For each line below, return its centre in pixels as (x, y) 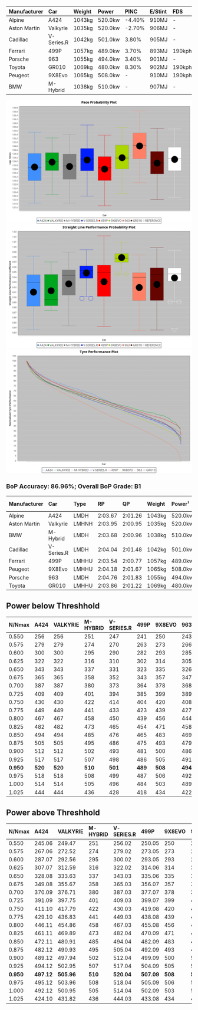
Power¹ (180, 504)
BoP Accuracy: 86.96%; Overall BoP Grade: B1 (74, 486)
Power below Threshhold (53, 606)
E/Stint (158, 11)
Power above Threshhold (53, 812)
